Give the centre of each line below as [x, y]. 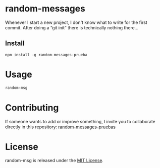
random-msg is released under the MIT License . [54, 161]
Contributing [32, 108]
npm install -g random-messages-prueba [46, 55]
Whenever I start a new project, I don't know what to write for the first [76, 22]
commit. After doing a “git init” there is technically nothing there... [72, 27]
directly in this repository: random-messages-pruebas [60, 127]
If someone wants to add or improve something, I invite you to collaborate [80, 121]
